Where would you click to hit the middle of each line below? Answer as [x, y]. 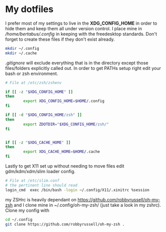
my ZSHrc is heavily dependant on [41, 199]
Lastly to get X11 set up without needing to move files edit [65, 166]
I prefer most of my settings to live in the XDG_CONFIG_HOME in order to [81, 23]
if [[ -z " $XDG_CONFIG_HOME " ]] [39, 92]
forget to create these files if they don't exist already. [60, 39]
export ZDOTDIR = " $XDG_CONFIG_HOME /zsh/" [66, 124]
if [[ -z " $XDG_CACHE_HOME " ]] [38, 142]
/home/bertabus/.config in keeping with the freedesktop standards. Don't [81, 34]
